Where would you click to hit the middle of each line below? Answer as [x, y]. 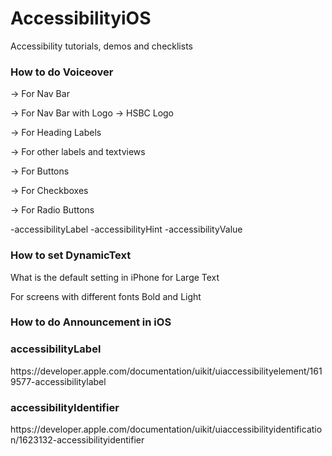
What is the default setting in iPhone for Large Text [115, 277]
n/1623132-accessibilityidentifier [77, 440]
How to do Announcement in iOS [91, 322]
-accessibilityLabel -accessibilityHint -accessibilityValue [126, 229]
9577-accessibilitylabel [58, 381]
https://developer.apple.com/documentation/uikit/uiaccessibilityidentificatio [166, 429]
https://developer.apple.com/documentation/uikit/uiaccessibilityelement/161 [166, 371]
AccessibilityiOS [81, 18]
